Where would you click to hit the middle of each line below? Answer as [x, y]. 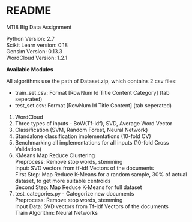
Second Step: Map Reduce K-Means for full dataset [78, 187]
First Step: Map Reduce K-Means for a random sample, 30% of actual [101, 174]
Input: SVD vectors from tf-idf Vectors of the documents [84, 168]
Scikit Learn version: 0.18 [37, 45]
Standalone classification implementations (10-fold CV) [83, 136]
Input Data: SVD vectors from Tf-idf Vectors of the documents [92, 206]
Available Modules [30, 69]
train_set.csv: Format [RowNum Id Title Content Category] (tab [92, 92]
